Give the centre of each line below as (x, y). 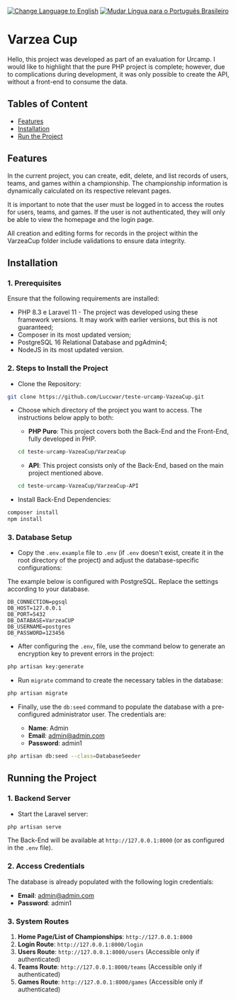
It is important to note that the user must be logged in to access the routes (116, 204)
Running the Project (52, 779)
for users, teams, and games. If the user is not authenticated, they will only (116, 212)
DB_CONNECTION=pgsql (38, 602)
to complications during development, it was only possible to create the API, (118, 74)
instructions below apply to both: (66, 417)
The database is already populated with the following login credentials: (111, 882)
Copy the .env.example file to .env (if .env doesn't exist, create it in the (120, 553)
